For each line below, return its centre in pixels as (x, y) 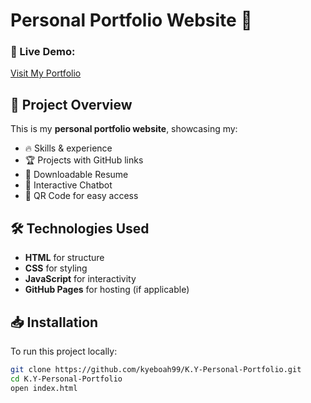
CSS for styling (56, 268)
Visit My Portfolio (46, 73)
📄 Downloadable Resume (76, 175)
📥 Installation (54, 322)
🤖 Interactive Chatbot (68, 185)
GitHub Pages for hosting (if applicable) (107, 290)
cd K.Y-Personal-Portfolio (66, 379)
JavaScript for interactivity (80, 279)
